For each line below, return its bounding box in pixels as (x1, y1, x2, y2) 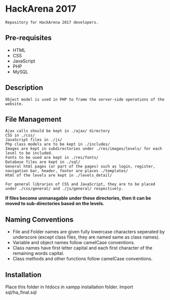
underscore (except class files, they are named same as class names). (12, 234, 160, 240)
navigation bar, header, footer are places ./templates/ (5, 169, 128, 174)
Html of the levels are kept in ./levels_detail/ (5, 173, 113, 178)
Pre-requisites (5, 34, 52, 42)
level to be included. (5, 151, 53, 156)
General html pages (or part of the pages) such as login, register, (5, 164, 156, 169)
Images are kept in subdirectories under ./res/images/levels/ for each (5, 146, 162, 151)
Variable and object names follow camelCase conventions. (12, 240, 135, 246)
